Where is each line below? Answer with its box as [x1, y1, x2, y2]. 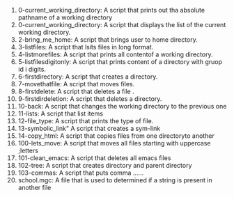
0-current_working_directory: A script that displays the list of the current [17, 21, 226, 29]
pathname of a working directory [17, 13, 113, 22]
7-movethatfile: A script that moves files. [17, 80, 135, 88]
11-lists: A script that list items [17, 109, 104, 118]
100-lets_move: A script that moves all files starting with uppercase [17, 139, 211, 147]
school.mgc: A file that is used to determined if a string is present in [17, 176, 213, 184]
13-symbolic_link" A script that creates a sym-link [17, 125, 161, 132]
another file [17, 184, 52, 191]
